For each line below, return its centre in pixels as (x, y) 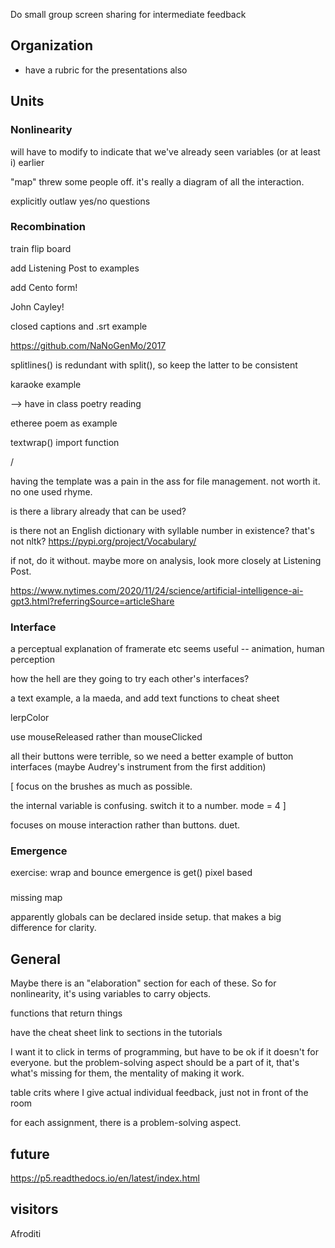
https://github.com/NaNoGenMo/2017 (88, 345)
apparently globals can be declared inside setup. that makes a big (146, 917)
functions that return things (66, 1013)
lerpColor (30, 718)
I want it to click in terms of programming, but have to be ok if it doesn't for (164, 1052)
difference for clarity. (53, 928)
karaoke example (46, 384)
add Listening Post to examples (75, 268)
